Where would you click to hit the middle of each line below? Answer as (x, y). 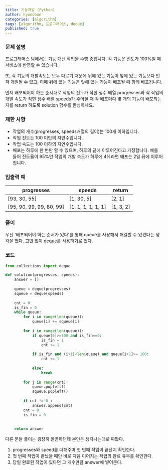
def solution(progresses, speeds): (42, 275)
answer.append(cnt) (52, 405)
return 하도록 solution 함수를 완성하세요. (54, 105)
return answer (29, 429)
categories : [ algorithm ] (31, 19)
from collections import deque (38, 266)
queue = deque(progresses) (42, 289)
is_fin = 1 (52, 340)
